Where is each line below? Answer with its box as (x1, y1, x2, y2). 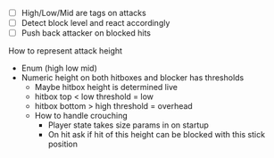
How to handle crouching (34, 111, 129, 121)
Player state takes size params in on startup (47, 120, 209, 130)
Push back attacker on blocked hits (21, 28, 151, 38)
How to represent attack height (8, 46, 122, 56)
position (47, 138, 78, 150)
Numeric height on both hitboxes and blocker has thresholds (21, 72, 245, 83)
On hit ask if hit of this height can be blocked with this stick (47, 129, 265, 140)
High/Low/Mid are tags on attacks (21, 8, 146, 18)
